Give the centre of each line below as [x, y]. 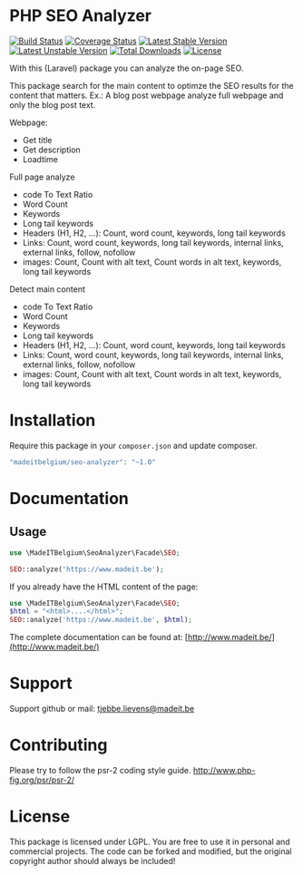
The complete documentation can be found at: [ [99, 637]
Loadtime [40, 159]
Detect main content [48, 289]
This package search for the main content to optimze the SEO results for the [151, 85]
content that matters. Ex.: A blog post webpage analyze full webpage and [147, 95]
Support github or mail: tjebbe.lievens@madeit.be [102, 709]
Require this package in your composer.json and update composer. [133, 445]
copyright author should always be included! [93, 860]
